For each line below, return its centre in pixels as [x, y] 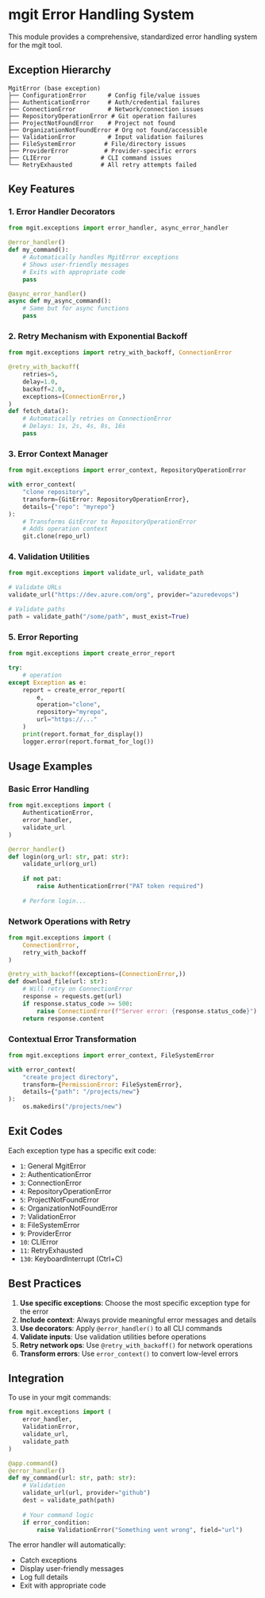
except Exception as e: [48, 682]
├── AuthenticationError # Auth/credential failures [104, 102]
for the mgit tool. [35, 44]
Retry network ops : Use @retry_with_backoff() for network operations [136, 1345]
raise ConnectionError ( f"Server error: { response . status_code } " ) [147, 1011]
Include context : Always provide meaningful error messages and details [138, 1319]
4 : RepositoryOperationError [65, 1191]
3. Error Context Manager [58, 454]
